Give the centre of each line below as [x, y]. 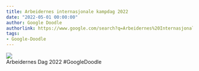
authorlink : [21, 28]
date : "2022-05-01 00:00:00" [42, 17]
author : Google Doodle [34, 22]
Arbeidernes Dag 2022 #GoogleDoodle [54, 62]
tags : [13, 34]
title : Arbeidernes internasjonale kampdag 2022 [67, 12]
